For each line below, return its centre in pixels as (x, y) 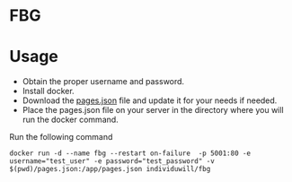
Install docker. (48, 91)
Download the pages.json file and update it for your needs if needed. (150, 100)
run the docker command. (70, 120)
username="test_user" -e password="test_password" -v (112, 161)
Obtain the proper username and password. (103, 82)
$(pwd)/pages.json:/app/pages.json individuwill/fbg (110, 169)
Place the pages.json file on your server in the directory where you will (153, 110)
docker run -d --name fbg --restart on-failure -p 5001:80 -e (130, 153)
